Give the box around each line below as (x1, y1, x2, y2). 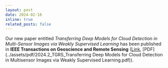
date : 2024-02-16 (5, 12, 42, 17)
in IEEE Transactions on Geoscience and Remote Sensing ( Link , (5, 46, 141, 52)
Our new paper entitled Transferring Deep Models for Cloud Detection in (5, 36, 158, 42)
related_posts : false (5, 21, 52, 27)
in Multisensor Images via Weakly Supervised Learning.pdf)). (5, 57, 134, 63)
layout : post (5, 7, 33, 13)
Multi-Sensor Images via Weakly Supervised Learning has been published (5, 41, 162, 47)
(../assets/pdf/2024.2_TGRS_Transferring (5, 52, 92, 58)
